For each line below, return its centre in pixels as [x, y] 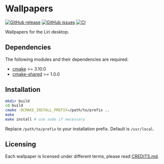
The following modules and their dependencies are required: [67, 59]
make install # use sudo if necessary [45, 120]
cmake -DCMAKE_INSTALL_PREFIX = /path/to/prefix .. [57, 110]
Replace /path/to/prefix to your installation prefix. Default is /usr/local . [80, 128]
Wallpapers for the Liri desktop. [37, 32]
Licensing [21, 144]
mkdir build [17, 101]
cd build [14, 106]
